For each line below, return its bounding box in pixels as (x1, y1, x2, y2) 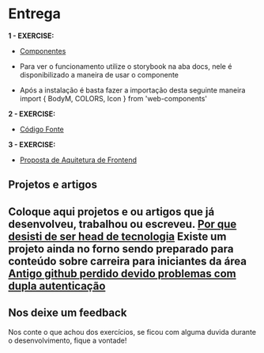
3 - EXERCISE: (8, 139, 56, 149)
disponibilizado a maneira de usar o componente (19, 70, 179, 79)
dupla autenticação (8, 279, 106, 293)
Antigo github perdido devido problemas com (8, 267, 236, 280)
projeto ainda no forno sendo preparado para (8, 242, 234, 256)
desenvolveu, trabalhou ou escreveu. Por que (8, 217, 237, 230)
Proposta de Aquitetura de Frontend (19, 155, 137, 165)
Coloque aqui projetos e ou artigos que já (8, 205, 215, 218)
